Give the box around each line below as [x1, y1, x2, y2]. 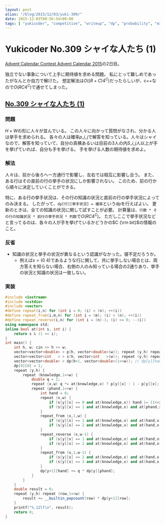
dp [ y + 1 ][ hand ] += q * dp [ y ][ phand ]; [40, 468, 115, 473]
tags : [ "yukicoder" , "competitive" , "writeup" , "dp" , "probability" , [5, 21, 153, 26]
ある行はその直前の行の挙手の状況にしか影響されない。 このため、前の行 [5, 178, 153, 184]
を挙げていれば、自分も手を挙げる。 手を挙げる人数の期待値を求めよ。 [5, 146, 148, 153]
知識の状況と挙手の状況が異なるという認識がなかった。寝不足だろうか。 [12, 251, 159, 257]
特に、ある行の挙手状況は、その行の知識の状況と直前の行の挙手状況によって [5, 195, 160, 201]
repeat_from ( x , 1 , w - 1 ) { [40, 450, 91, 455]
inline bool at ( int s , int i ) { [5, 327, 71, 332]
